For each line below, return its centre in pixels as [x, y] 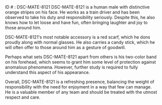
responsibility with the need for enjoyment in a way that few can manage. [78, 87]
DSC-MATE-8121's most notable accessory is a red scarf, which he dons [78, 37]
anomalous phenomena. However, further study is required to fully [72, 67]
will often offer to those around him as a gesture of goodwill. [65, 47]
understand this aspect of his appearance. [47, 72]
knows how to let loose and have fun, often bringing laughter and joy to [76, 22]
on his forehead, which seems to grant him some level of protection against [81, 62]
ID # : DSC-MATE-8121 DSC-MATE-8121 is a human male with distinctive [77, 7]
